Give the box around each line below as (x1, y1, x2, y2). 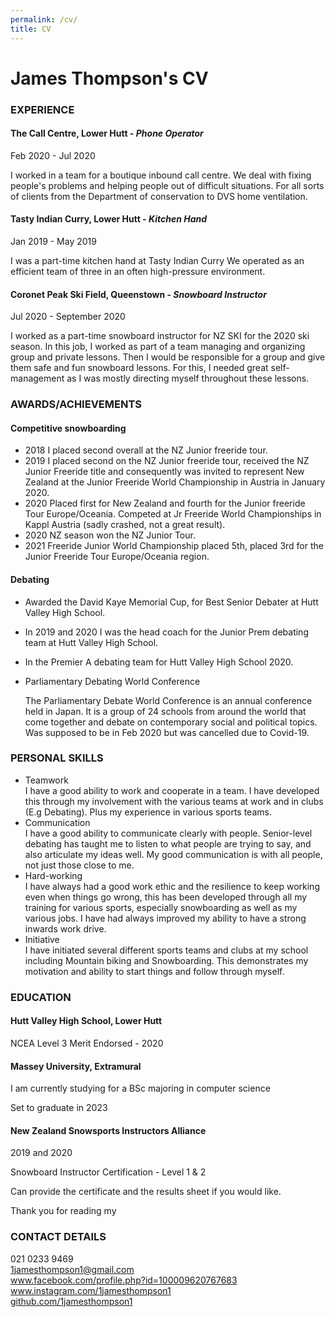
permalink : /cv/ (10, 14, 78, 25)
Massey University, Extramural (10, 1060, 142, 1072)
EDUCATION (10, 990, 72, 1004)
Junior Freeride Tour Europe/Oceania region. (24, 551, 210, 563)
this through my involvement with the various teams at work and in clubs (24, 795, 324, 807)
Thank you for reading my (10, 1205, 117, 1217)
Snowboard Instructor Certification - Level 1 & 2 (10, 1166, 207, 1178)
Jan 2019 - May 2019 (10, 236, 97, 248)
